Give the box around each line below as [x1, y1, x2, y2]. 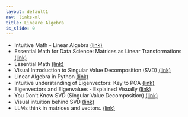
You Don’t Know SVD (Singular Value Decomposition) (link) [14, 92, 158, 99]
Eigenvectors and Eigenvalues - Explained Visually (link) [14, 86, 152, 93]
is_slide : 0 [5, 25, 35, 31]
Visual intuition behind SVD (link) [14, 99, 95, 106]
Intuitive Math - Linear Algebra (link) [14, 42, 103, 49]
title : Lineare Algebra [5, 20, 65, 26]
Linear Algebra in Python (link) [14, 73, 89, 80]
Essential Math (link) [14, 61, 64, 68]
